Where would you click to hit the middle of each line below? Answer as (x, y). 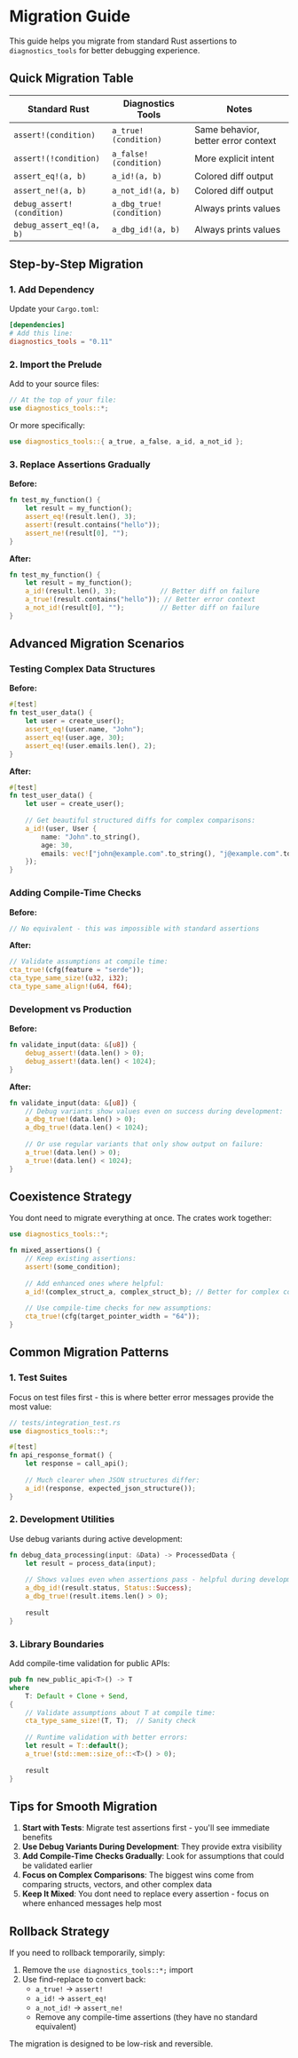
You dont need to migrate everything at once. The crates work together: (141, 1218)
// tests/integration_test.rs (65, 1423)
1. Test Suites (39, 1377)
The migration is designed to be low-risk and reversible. (111, 2044)
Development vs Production (71, 1009)
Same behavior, (227, 129)
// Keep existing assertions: (81, 1259)
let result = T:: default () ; (77, 1746)
